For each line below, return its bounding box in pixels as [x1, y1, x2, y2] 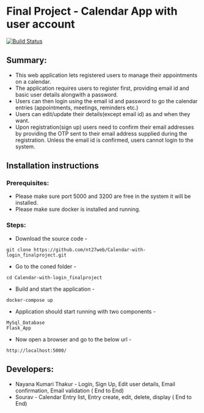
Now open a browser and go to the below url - [15, 335, 132, 343]
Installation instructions [6, 161, 99, 171]
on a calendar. [15, 78, 51, 85]
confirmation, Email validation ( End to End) [15, 387, 124, 394]
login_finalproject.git [6, 252, 67, 258]
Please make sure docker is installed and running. [15, 206, 140, 213]
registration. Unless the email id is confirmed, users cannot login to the [15, 136, 194, 144]
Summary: [6, 55, 47, 65]
